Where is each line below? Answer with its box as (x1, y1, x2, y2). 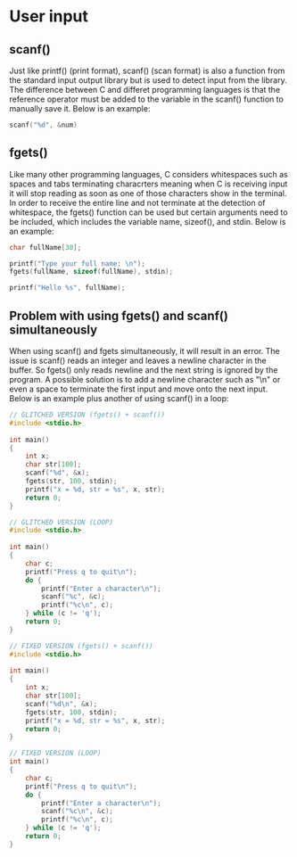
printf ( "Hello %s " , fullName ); (9, 284, 126, 293)
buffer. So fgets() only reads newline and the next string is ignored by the (9, 365, 278, 375)
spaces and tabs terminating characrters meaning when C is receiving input (9, 178, 288, 189)
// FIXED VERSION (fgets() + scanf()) (9, 641, 153, 650)
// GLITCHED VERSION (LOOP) (9, 517, 114, 527)
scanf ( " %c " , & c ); (41, 592, 105, 601)
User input (9, 6, 89, 27)
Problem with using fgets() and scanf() (9, 308, 229, 323)
